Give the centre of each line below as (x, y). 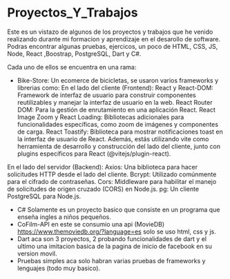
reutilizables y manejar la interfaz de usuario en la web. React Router (115, 102)
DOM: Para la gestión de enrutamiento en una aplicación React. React (116, 110)
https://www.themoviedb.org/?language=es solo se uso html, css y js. (116, 231)
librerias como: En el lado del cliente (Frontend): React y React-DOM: (115, 87)
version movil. (37, 254)
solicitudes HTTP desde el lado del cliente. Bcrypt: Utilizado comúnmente (112, 174)
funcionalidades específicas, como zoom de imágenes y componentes (118, 124)
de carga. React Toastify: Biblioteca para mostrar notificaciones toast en (120, 132)
